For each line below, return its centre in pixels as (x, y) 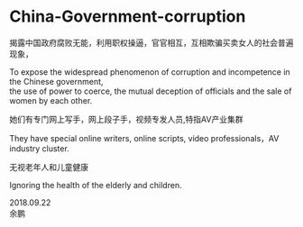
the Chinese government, (56, 81)
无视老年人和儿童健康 (49, 167)
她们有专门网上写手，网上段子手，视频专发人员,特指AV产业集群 (126, 119)
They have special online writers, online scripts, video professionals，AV (144, 138)
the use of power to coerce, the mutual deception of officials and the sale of (151, 91)
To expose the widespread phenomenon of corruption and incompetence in (150, 72)
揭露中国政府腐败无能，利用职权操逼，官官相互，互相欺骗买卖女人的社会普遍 (151, 42)
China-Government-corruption (128, 17)
